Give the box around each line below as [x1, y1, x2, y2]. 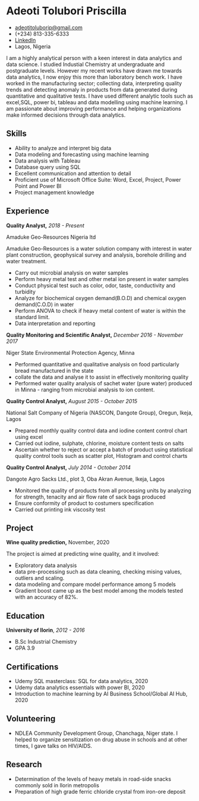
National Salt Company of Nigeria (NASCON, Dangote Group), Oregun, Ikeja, [6, 409, 193, 416]
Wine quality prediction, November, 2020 [6, 539, 110, 546]
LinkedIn [14, 36, 36, 43]
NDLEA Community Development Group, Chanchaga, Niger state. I [14, 730, 178, 737]
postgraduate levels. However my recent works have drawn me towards [6, 67, 182, 74]
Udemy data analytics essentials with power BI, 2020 [14, 684, 146, 691]
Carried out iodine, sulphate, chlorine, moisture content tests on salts [14, 440, 184, 447]
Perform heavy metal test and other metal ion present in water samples [14, 275, 189, 282]
